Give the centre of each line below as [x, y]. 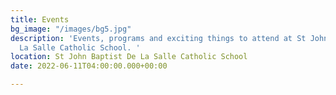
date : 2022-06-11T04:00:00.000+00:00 [89, 66]
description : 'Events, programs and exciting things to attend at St [158, 38]
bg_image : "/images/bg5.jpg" [71, 29]
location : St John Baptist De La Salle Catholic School [129, 57]
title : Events [40, 19]
